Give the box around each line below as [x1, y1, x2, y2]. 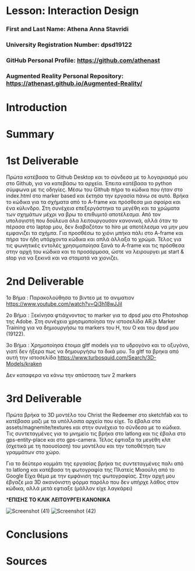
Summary [6, 127, 54, 141]
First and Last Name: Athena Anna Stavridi [6, 25, 129, 33]
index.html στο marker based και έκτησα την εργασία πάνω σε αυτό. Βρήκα [6, 192, 189, 199]
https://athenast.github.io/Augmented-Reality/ [6, 79, 143, 87]
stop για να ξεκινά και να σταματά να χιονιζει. [6, 254, 119, 261]
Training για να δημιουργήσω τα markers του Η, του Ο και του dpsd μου [6, 324, 179, 331]
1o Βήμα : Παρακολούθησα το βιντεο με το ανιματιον [6, 294, 135, 302]
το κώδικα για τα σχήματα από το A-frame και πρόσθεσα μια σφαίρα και [6, 199, 181, 206]
